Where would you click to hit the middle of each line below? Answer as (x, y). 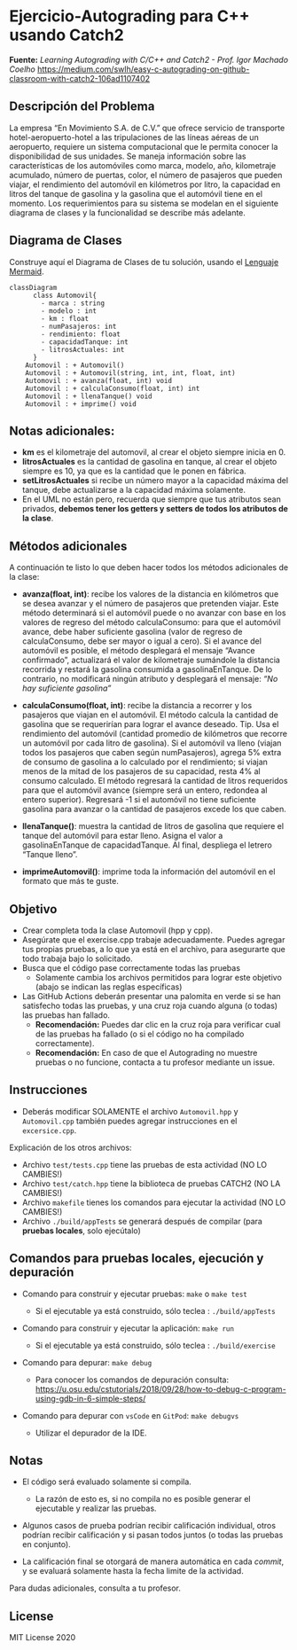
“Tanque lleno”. (50, 855)
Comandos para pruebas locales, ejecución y (137, 1259)
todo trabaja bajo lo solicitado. (77, 958)
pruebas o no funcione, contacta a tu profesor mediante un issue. (155, 1062)
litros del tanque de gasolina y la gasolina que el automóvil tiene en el (136, 193)
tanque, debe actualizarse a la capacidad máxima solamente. (134, 490)
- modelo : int (69, 311)
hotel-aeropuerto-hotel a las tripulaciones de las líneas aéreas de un (134, 137)
